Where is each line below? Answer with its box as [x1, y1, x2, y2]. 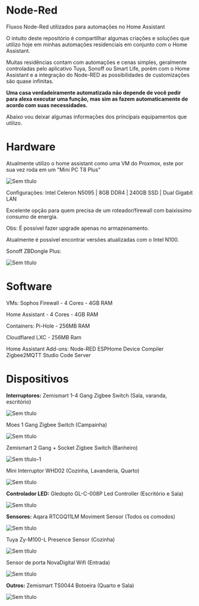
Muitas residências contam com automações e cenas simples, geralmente [6, 59, 187, 66]
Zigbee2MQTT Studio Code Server [6, 351, 91, 358]
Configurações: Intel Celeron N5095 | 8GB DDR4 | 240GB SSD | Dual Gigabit [6, 189, 193, 196]
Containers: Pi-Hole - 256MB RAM [6, 322, 90, 329]
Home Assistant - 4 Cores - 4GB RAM [6, 310, 99, 318]
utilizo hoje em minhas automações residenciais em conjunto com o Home [6, 41, 188, 48]
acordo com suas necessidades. [6, 101, 88, 108]
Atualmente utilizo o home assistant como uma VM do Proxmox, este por [6, 159, 184, 166]
